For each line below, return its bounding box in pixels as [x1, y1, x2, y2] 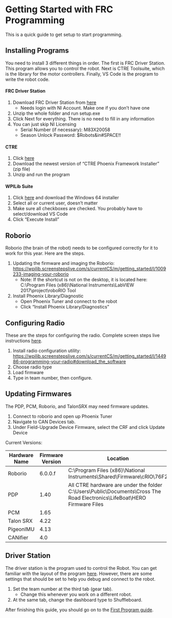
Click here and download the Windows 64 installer [12, 195, 119, 201]
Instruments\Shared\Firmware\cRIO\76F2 [68, 473, 168, 480]
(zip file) [12, 166, 31, 172]
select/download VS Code [12, 211, 68, 217]
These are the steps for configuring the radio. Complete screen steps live [5, 332, 160, 338]
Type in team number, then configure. [12, 375, 93, 381]
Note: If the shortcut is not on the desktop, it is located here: [20, 277, 147, 283]
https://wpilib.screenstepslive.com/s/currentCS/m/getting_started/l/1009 [12, 265, 166, 272]
